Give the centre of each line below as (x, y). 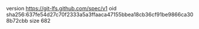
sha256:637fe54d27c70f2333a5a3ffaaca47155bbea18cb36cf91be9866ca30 (100, 14)
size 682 (40, 21)
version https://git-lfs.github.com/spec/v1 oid (61, 8)
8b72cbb (17, 21)
